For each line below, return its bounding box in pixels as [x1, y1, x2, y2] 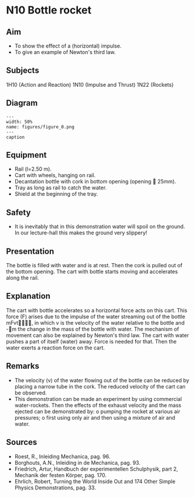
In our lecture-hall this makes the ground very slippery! [14, 229, 148, 236]
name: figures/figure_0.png [6, 124, 75, 130]
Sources [6, 437, 37, 447]
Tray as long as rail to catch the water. [14, 184, 107, 191]
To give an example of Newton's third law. [14, 49, 116, 56]
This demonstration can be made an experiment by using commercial [14, 395, 182, 402]
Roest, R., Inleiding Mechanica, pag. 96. [14, 452, 111, 460]
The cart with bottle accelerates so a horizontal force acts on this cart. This [6, 307, 187, 314]
